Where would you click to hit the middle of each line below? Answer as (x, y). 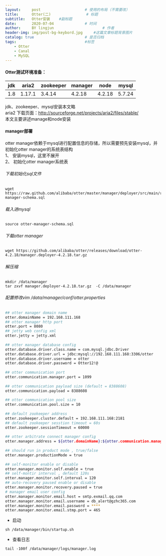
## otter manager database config (41, 345)
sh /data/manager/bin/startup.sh (40, 530)
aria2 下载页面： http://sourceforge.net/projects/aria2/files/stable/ (72, 113)
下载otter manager (24, 236)
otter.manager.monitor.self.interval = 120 (51, 478)
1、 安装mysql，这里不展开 (32, 155)
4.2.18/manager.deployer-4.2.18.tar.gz (46, 255)
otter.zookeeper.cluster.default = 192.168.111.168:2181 (65, 418)
